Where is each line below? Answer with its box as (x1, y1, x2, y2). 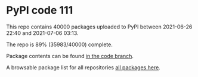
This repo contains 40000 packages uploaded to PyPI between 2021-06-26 (6, 23, 193, 30)
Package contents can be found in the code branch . (6, 52, 134, 59)
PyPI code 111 (6, 4, 73, 17)
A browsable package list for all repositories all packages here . (6, 63, 161, 71)
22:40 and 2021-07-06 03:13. (6, 29, 79, 36)
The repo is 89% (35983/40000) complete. (6, 41, 113, 48)
